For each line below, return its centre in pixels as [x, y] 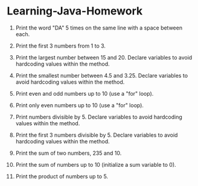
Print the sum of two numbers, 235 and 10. [69, 153]
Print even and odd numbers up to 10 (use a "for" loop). [85, 93]
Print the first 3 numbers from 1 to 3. [61, 46]
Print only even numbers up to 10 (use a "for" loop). [80, 105]
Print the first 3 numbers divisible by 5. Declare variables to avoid [97, 135]
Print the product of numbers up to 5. [62, 176]
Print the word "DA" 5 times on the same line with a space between [99, 28]
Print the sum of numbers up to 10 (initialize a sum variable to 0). [96, 164]
